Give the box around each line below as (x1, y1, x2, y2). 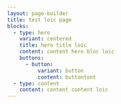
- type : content (13, 80, 59, 87)
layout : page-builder (7, 10, 69, 17)
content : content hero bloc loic (19, 49, 115, 55)
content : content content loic (19, 86, 109, 93)
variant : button (37, 67, 84, 74)
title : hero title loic (19, 42, 88, 49)
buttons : (19, 55, 44, 62)
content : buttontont (37, 73, 96, 81)
